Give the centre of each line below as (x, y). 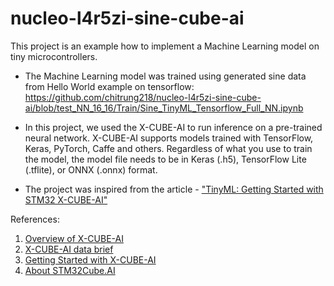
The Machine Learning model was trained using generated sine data (165, 76)
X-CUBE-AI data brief (69, 249)
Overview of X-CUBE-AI (74, 238)
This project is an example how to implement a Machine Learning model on (165, 46)
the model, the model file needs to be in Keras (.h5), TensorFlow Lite (165, 159)
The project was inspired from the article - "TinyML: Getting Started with (174, 189)
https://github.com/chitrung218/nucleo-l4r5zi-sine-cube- (143, 97)
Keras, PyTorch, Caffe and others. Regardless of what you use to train (168, 148)
